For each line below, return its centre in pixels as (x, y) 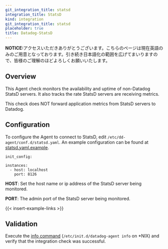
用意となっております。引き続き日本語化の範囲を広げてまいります (86, 54)
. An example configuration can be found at (104, 142)
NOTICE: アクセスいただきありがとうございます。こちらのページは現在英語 (82, 48)
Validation (21, 224)
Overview (21, 76)
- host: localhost (29, 170)
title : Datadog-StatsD (29, 33)
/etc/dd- (117, 137)
